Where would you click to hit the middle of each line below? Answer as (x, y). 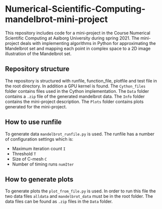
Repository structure (37, 69)
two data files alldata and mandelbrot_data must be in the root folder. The (79, 196)
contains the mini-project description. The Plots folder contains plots (74, 102)
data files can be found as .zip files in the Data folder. (59, 202)
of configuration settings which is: (39, 139)
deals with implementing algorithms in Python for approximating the (88, 43)
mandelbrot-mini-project (56, 19)
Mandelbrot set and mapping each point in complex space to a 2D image (78, 48)
